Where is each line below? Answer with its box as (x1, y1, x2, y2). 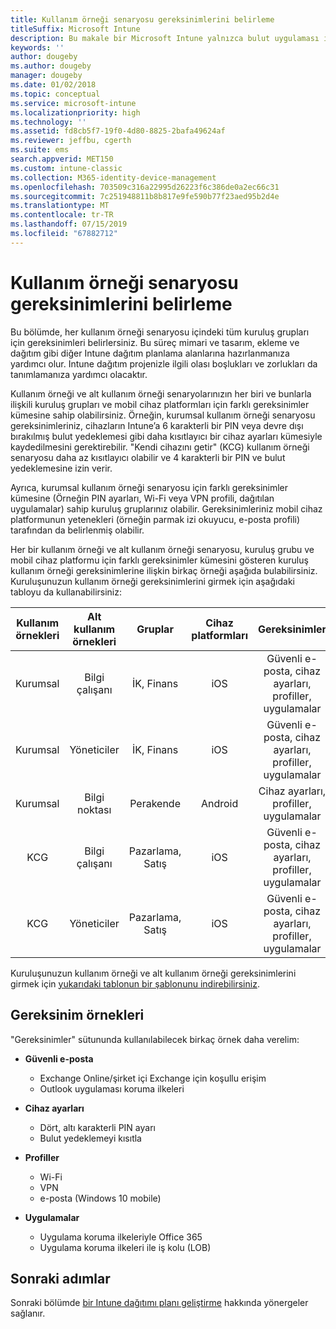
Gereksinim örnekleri (10, 1007, 145, 1024)
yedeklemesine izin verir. (10, 462, 113, 474)
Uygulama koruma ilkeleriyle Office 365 (39, 1231, 203, 1243)
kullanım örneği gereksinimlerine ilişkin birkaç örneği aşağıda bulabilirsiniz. (10, 564, 318, 576)
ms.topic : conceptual (10, 89, 101, 99)
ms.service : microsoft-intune (10, 98, 137, 108)
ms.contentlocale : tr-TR (10, 210, 114, 220)
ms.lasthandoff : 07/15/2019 (10, 219, 128, 230)
